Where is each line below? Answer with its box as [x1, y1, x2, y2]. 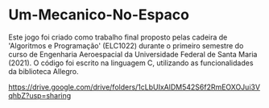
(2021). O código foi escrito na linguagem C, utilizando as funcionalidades [8, 58, 254, 68]
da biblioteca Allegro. [8, 66, 79, 76]
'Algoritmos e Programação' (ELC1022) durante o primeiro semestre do [8, 40, 244, 50]
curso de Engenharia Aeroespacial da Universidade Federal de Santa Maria [8, 49, 258, 59]
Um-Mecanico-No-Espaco [8, 6, 189, 24]
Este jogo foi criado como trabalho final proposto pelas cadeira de [8, 32, 228, 42]
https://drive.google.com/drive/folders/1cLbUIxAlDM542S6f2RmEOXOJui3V [8, 82, 260, 92]
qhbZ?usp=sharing [8, 90, 72, 100]
